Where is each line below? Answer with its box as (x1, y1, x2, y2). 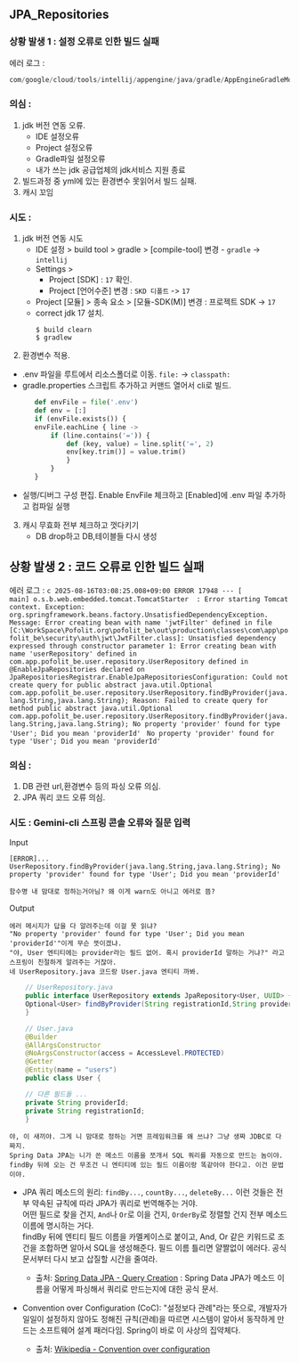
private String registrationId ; (25, 1106, 145, 1115)
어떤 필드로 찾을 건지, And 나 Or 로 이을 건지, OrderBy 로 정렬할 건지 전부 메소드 (21, 1209, 287, 1220)
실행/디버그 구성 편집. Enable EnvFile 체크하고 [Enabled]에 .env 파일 (21, 489, 263, 500)
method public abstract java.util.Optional (9, 704, 174, 713)
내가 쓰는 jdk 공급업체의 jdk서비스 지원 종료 (35, 164, 186, 175)
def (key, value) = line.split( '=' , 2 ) (66, 439, 214, 448)
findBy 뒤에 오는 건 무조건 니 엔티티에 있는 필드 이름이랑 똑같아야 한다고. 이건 (9, 1161, 269, 1170)
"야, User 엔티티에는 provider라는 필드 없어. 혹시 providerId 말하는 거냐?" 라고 (9, 949, 285, 958)
